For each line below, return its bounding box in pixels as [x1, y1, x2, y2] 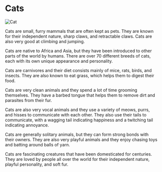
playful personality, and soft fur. [5, 161, 69, 167]
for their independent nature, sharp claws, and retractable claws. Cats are [5, 33, 152, 39]
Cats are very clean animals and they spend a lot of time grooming [5, 87, 138, 93]
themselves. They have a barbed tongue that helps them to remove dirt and [5, 92, 156, 98]
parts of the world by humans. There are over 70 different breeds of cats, [5, 53, 151, 58]
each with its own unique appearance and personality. [5, 58, 113, 64]
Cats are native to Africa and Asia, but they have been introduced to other [5, 48, 152, 54]
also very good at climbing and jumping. [5, 38, 85, 44]
